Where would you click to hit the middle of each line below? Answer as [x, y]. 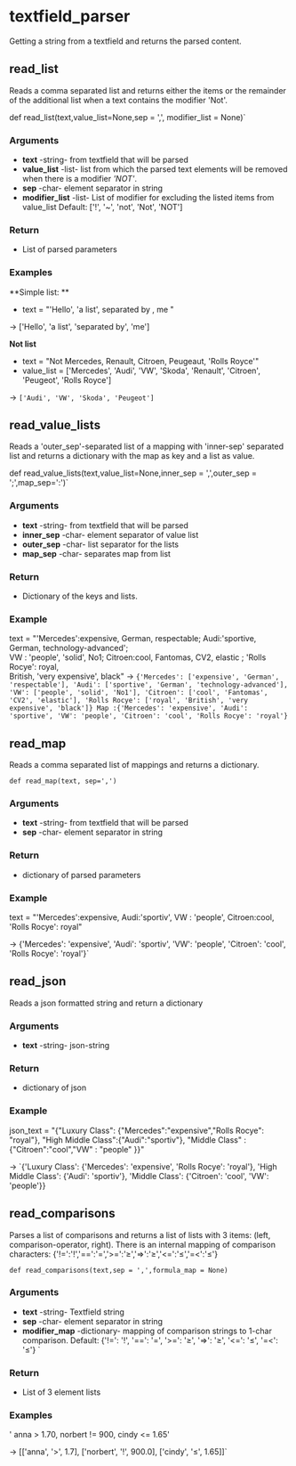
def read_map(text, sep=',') [63, 781]
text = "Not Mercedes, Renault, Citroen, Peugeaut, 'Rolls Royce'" [140, 361]
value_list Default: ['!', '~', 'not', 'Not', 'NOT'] [102, 208]
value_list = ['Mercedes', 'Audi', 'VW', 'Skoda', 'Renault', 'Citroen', [141, 371]
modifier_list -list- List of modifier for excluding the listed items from [148, 198]
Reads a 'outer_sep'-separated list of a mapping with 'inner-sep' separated [147, 446]
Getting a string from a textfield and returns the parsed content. [125, 41]
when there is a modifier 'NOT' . [80, 179]
